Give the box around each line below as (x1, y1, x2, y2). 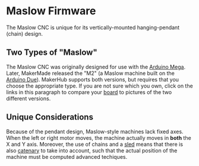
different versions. (6, 95, 51, 102)
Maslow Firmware (6, 4, 96, 18)
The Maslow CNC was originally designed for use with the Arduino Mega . (6, 63, 186, 70)
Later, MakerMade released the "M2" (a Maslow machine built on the (6, 70, 175, 77)
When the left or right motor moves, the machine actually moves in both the (6, 134, 191, 141)
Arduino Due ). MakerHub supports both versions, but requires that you (6, 76, 179, 83)
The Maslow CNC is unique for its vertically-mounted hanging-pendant (6, 24, 180, 31)
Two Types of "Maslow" (6, 48, 97, 58)
